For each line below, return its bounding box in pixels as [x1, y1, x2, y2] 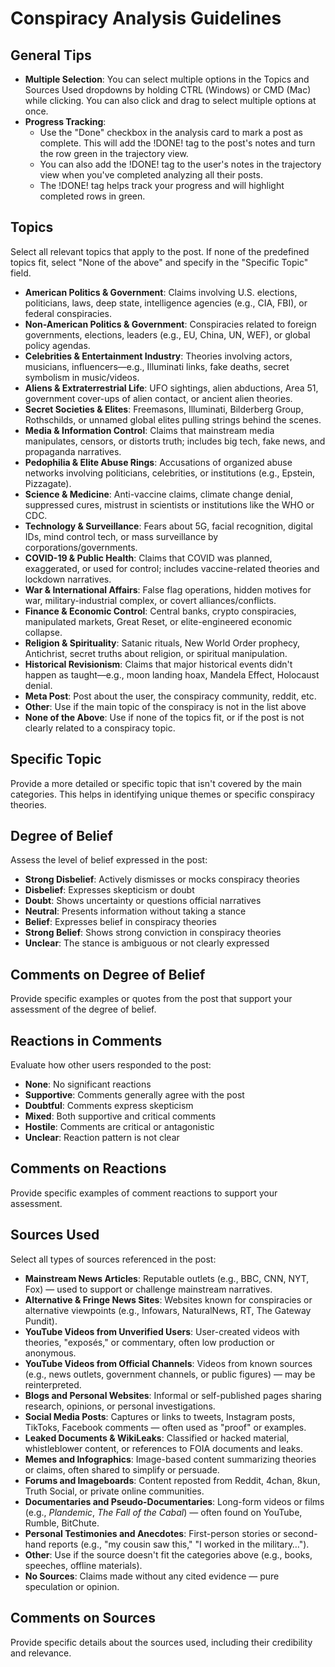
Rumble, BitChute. [24, 1517, 100, 1529]
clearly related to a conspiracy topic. [24, 722, 176, 734]
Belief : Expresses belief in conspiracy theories [24, 916, 217, 928]
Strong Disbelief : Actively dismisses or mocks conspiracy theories [24, 873, 300, 886]
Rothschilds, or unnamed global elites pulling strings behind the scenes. [24, 413, 322, 426]
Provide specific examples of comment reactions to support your [10, 1187, 278, 1199]
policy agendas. [24, 339, 91, 351]
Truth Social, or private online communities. [24, 1485, 205, 1497]
